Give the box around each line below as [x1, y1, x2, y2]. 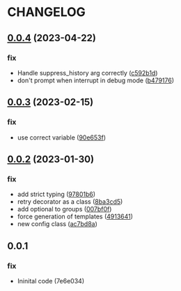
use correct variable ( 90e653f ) [17, 133, 107, 142]
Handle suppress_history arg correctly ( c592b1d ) [17, 68, 158, 77]
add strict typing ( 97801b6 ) [17, 190, 96, 199]
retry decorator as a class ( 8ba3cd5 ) [17, 197, 123, 206]
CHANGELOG [7, 4, 86, 20]
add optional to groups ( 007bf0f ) [17, 205, 112, 214]
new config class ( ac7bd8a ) [17, 220, 97, 228]
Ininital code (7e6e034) [17, 276, 85, 285]
